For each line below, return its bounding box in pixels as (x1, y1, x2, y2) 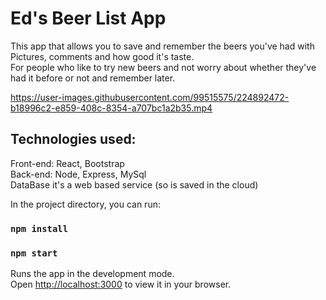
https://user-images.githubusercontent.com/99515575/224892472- (10, 91, 290, 103)
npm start (10, 247, 58, 259)
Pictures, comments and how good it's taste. (10, 50, 195, 62)
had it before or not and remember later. (10, 72, 176, 84)
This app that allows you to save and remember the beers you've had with (10, 40, 315, 52)
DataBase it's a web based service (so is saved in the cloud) (10, 178, 259, 191)
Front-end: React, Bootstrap (10, 157, 125, 169)
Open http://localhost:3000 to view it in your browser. (10, 278, 232, 290)
